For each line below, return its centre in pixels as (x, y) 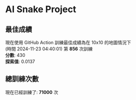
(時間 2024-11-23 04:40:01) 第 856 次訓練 (49, 49)
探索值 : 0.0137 (20, 61)
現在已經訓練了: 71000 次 (32, 92)
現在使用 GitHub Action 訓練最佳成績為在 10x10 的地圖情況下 (68, 42)
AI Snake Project (41, 9)
